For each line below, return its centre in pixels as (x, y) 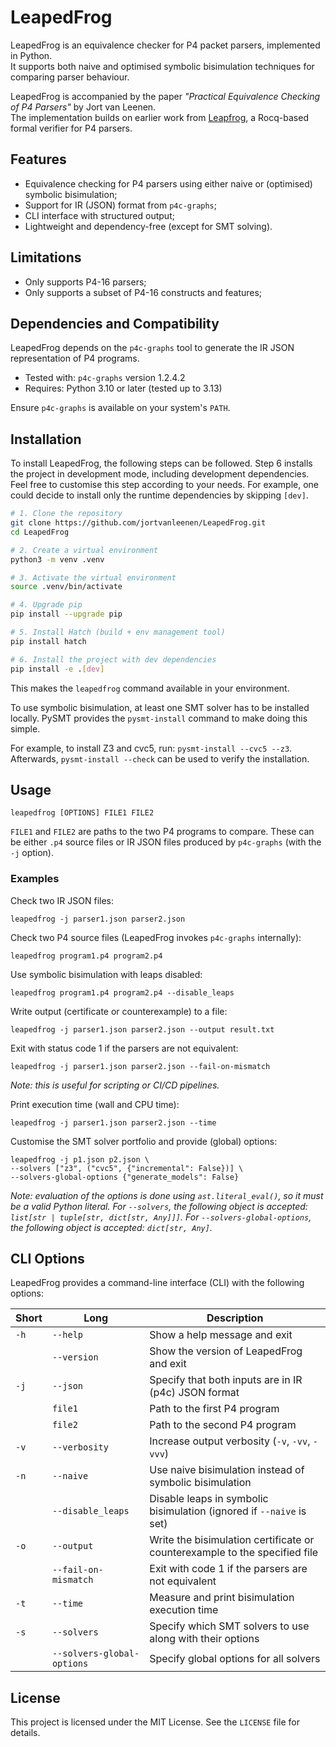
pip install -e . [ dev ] (57, 669)
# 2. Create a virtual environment (84, 550)
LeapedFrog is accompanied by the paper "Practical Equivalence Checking (165, 96)
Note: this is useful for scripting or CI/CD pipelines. (115, 1085)
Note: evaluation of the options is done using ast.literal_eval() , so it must (167, 1195)
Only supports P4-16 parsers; (85, 282)
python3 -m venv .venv (57, 559)
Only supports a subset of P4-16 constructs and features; (143, 292)
